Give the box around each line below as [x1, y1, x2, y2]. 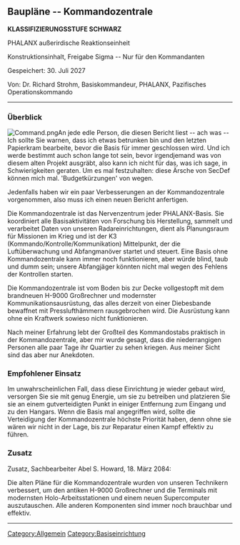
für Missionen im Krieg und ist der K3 [7, 232, 117, 241]
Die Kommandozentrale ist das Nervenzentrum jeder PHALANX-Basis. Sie [7, 209, 224, 218]
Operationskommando [7, 87, 73, 96]
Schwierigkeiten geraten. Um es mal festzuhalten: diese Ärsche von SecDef [7, 166, 231, 175]
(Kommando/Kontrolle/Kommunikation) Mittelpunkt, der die [7, 239, 181, 249]
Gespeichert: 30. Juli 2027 [7, 66, 86, 74]
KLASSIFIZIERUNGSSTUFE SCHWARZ [7, 24, 122, 33]
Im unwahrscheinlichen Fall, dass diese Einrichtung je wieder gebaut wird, [7, 385, 226, 394]
